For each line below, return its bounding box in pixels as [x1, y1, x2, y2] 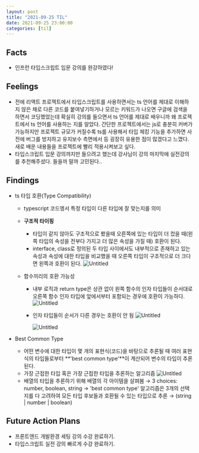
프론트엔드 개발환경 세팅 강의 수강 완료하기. [14, 433, 115, 440]
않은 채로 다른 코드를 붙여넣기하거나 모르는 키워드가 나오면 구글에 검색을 [21, 106, 188, 113]
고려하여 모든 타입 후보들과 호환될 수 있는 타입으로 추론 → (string [41, 392, 192, 399]
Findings [6, 175, 40, 185]
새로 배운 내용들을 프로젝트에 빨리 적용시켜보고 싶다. [14, 142, 135, 150]
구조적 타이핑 [23, 217, 55, 224]
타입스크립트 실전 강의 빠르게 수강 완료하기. [14, 440, 115, 447]
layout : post [6, 8, 39, 15]
